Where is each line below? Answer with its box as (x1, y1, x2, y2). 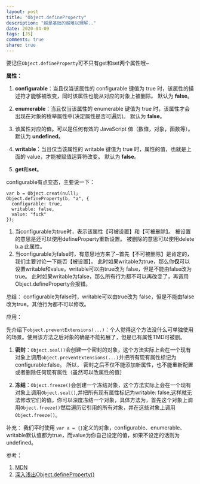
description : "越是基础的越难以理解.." (6, 20, 97, 26)
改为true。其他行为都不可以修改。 (6, 300, 90, 307)
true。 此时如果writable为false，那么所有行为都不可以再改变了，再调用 (14, 273, 189, 280)
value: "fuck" (11, 211, 47, 217)
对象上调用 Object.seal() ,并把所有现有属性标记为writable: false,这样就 (14, 389, 187, 396)
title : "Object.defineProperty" (6, 14, 87, 20)
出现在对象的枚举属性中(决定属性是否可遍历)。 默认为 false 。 (14, 112, 165, 120)
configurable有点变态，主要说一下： (6, 178, 96, 186)
